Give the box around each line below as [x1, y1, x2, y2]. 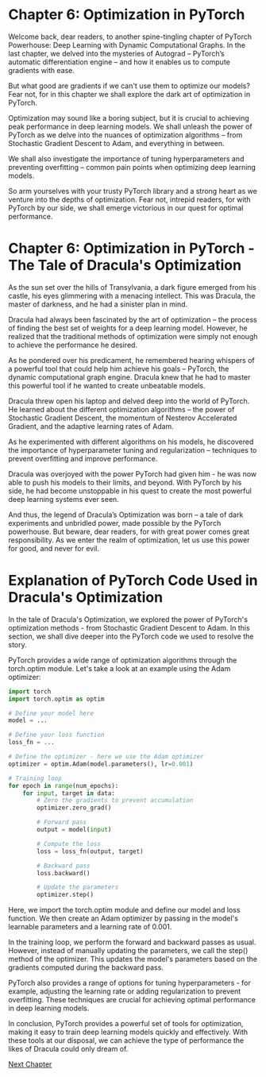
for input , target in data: [22, 789, 115, 797]
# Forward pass [37, 818, 87, 827]
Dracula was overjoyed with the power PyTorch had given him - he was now [8, 469, 257, 478]
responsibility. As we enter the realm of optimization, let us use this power [8, 535, 250, 545]
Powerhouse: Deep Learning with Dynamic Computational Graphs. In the [8, 40, 246, 49]
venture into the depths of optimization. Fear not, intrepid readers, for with [8, 195, 252, 204]
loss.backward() [37, 869, 91, 877]
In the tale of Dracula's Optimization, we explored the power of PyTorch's [8, 614, 249, 624]
